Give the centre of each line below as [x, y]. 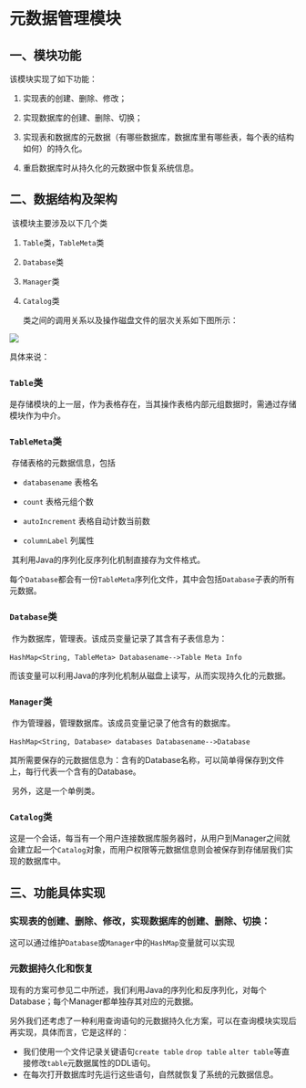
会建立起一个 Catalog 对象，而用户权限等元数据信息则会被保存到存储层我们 [148, 850]
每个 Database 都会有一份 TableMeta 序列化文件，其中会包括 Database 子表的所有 [152, 580]
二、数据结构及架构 [63, 199]
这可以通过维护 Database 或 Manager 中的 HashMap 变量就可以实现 [122, 942]
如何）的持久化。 [55, 148]
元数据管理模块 [66, 19]
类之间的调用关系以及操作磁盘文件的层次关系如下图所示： [130, 319]
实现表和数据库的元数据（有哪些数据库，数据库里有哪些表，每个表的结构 [158, 137]
